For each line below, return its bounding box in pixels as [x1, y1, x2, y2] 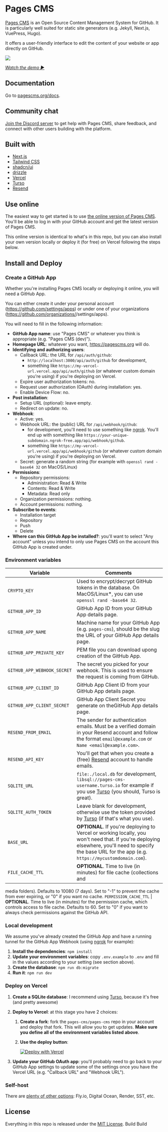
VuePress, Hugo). [5, 30, 41, 36]
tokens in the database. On [76, 584, 140, 591]
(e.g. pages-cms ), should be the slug [76, 625, 160, 633]
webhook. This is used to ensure [76, 667, 153, 674]
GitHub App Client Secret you [76, 696, 146, 703]
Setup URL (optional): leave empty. [19, 400, 92, 406]
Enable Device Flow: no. [19, 389, 70, 395]
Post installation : [12, 395, 48, 401]
